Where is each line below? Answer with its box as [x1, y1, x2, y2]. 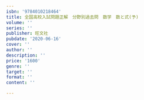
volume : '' [6, 19, 33, 25]
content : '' [6, 80, 35, 86]
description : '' [6, 52, 46, 58]
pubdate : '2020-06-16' [6, 36, 61, 42]
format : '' [6, 74, 33, 80]
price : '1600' [6, 58, 41, 64]
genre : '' [6, 63, 30, 69]
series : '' [6, 25, 33, 31]
